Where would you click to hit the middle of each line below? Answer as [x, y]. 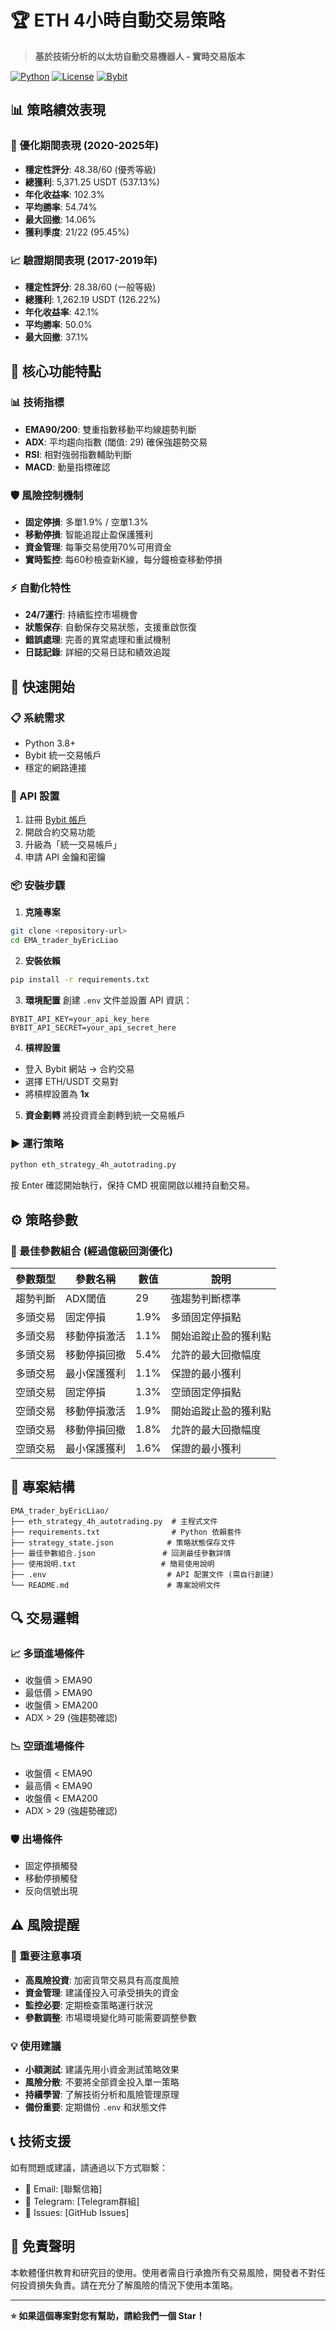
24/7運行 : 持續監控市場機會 [81, 615]
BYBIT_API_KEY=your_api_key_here [80, 1019]
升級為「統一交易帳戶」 [73, 845]
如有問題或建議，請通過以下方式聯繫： [89, 2167]
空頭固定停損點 [206, 1392]
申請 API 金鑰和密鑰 [65, 857]
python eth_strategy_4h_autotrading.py [93, 1165]
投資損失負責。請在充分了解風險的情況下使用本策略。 [128, 2285]
